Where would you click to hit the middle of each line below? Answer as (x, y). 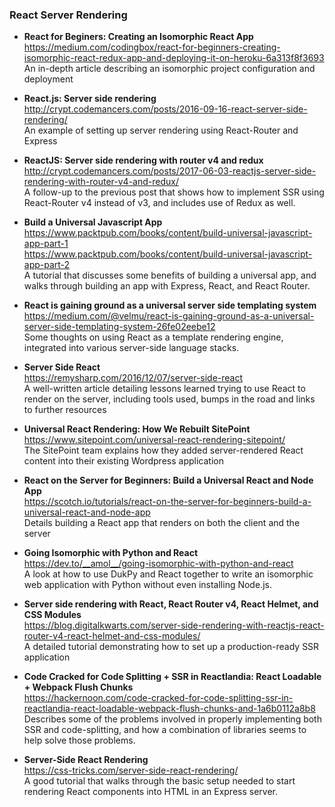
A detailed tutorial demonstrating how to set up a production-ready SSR (171, 647)
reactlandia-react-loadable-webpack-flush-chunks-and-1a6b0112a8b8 (169, 709)
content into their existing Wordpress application (123, 461)
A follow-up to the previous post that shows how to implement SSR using (174, 192)
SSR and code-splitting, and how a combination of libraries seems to (165, 730)
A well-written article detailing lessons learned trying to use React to (164, 389)
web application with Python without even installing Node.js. (147, 585)
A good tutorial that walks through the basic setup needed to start (159, 781)
